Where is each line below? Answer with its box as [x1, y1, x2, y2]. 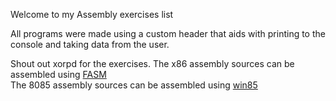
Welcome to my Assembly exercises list [10, 9, 174, 20]
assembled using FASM [10, 69, 107, 80]
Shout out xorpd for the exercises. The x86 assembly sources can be [10, 58, 295, 69]
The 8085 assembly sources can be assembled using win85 [10, 79, 258, 91]
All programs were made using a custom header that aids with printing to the [10, 28, 326, 39]
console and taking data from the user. [10, 39, 170, 50]
